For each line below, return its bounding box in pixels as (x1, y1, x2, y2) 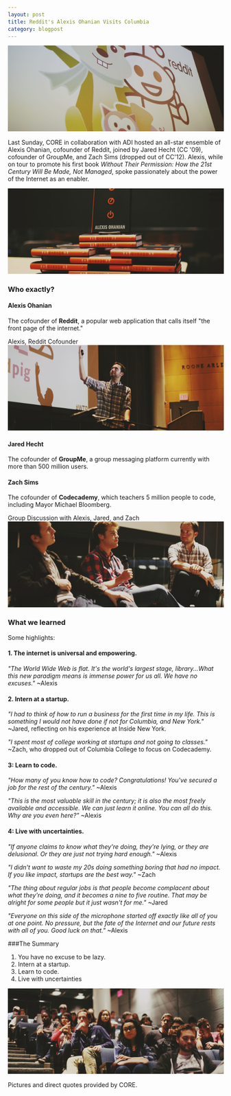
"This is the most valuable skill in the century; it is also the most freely (8, 797, 206, 805)
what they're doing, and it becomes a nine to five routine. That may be (8, 891, 208, 899)
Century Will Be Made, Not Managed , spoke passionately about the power (8, 167, 218, 175)
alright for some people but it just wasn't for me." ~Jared (8, 898, 169, 906)
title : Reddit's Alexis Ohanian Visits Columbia (8, 18, 149, 25)
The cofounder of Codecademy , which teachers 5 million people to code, (8, 493, 216, 501)
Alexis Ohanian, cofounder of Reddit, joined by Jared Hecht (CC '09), (8, 145, 203, 154)
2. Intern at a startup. (8, 694, 69, 703)
